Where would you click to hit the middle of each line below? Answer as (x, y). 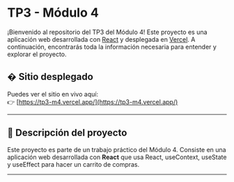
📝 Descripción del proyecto (67, 133)
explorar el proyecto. (37, 54)
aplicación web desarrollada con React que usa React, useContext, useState (117, 157)
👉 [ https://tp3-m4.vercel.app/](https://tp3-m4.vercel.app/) (93, 101)
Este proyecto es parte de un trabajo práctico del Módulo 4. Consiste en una (117, 149)
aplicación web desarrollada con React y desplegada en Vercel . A (101, 39)
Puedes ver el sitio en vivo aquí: (53, 94)
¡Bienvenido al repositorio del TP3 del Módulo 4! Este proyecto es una (107, 32)
